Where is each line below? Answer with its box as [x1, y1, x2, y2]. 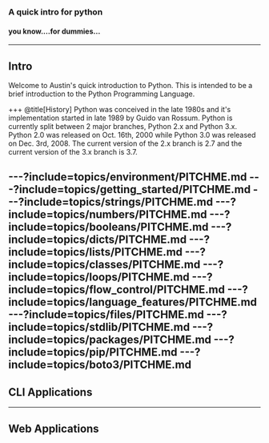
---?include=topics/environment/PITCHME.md [8, 171, 247, 184]
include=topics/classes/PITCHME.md [8, 258, 201, 272]
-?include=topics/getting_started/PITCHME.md [8, 183, 251, 196]
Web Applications [8, 421, 99, 435]
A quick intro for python [8, 6, 103, 18]
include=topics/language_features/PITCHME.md [8, 296, 258, 309]
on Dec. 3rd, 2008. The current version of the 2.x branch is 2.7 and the [8, 139, 243, 148]
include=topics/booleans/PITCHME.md [8, 220, 209, 234]
